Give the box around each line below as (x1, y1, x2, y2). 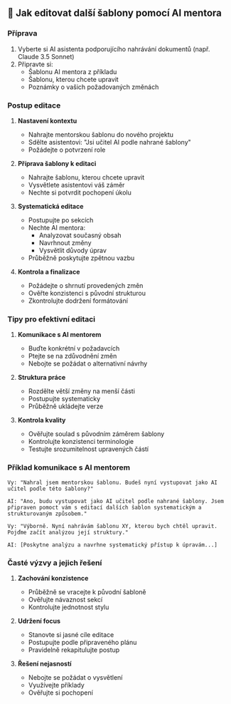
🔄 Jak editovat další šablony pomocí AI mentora (7, 7, 222, 19)
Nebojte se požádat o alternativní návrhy (28, 359, 148, 368)
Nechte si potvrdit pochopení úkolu (28, 188, 131, 197)
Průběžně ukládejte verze (28, 402, 104, 410)
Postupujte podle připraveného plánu (28, 638, 137, 646)
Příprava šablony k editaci (17, 159, 97, 167)
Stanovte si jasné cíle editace (28, 630, 114, 638)
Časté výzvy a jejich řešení (7, 557, 102, 567)
